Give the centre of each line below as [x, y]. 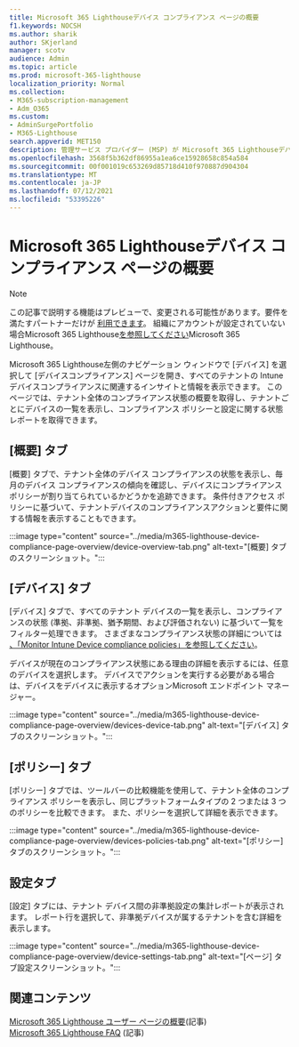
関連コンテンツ [50, 999]
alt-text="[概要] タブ [250, 546]
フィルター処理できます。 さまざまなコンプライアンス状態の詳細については [146, 633]
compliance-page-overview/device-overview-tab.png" [110, 546]
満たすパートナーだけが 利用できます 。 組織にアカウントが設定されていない [148, 323]
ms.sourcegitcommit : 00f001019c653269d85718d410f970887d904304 [129, 166]
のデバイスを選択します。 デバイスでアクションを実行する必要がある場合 [142, 675]
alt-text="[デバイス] [244, 725]
